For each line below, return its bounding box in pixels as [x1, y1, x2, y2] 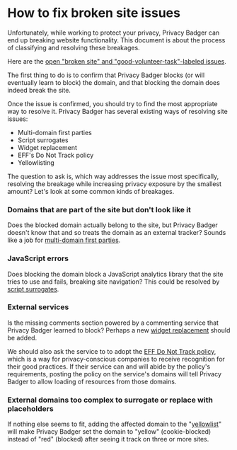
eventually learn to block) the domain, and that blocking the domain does [7, 78, 221, 86]
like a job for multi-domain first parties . [7, 236, 121, 245]
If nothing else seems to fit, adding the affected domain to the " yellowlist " [7, 420, 221, 429]
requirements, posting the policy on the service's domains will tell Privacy [7, 369, 221, 378]
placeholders [7, 403, 54, 413]
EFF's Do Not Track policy [17, 151, 94, 159]
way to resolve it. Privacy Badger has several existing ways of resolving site [7, 107, 228, 115]
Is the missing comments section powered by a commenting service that [7, 318, 219, 327]
